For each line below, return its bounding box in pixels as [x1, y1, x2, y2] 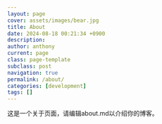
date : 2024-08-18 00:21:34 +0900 [7, 30, 106, 37]
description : [7, 37, 46, 44]
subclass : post [7, 63, 52, 70]
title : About [7, 23, 46, 30]
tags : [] [7, 89, 33, 96]
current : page [7, 50, 49, 57]
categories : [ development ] [7, 82, 87, 89]
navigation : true [7, 69, 58, 76]
